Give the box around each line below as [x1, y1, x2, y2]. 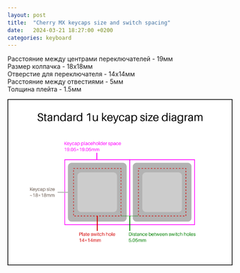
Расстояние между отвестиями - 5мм [7, 77, 124, 86]
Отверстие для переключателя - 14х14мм [7, 70, 136, 79]
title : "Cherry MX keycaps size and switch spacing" [7, 19, 171, 26]
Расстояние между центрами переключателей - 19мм [7, 54, 174, 64]
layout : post [7, 11, 46, 19]
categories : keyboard [7, 34, 72, 41]
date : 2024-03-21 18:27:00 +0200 [7, 26, 114, 34]
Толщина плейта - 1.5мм [7, 85, 82, 94]
